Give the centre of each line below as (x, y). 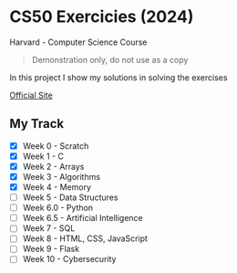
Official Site (31, 95)
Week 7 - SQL (49, 228)
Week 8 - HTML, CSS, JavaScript (85, 238)
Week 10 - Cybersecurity (69, 259)
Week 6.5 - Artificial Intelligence (82, 218)
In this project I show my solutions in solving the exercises (118, 77)
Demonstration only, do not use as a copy (110, 59)
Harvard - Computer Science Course (78, 42)
